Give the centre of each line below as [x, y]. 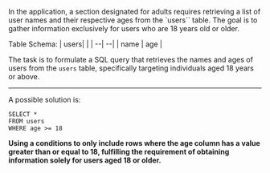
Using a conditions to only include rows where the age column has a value [135, 143]
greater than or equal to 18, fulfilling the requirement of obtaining [119, 152]
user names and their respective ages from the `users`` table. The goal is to [133, 20]
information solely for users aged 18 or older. [85, 160]
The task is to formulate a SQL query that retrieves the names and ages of [131, 60]
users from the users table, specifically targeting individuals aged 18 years [131, 68]
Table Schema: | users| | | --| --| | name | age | [86, 44]
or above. [24, 76]
